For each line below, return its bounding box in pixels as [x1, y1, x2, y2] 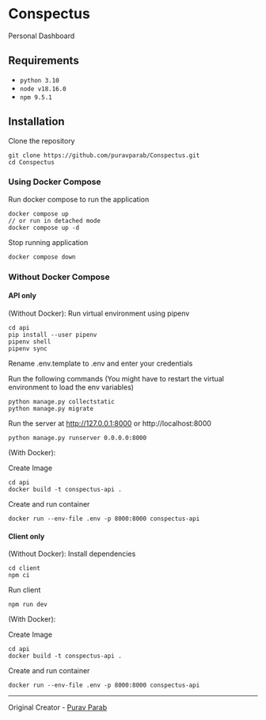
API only [8, 291, 37, 301]
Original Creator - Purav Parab [8, 703, 108, 712]
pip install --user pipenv [8, 331, 97, 339]
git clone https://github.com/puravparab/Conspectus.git [8, 151, 200, 159]
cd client [8, 565, 41, 573]
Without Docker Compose [8, 271, 110, 282]
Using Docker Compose [8, 176, 101, 187]
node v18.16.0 [19, 85, 66, 93]
